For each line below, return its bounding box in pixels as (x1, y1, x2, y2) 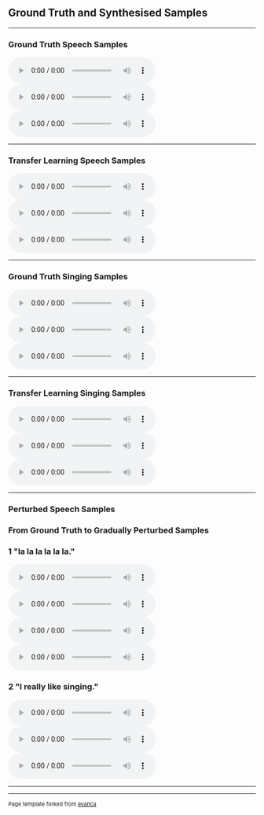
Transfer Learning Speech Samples (8, 155, 146, 166)
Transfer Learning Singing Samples (8, 387, 146, 398)
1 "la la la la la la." (8, 546, 75, 557)
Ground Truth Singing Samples (8, 271, 128, 282)
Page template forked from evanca (8, 800, 97, 809)
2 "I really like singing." (8, 681, 99, 692)
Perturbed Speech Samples (8, 503, 115, 514)
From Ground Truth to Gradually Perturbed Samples (8, 525, 210, 536)
